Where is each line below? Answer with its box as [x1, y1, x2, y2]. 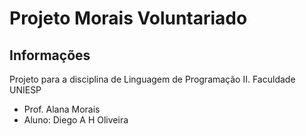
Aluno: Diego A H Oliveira [23, 114, 129, 126]
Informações [9, 47, 91, 64]
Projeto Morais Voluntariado [9, 7, 248, 30]
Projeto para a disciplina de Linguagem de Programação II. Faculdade [9, 73, 296, 85]
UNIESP [9, 84, 42, 96]
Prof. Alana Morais [23, 103, 101, 115]
